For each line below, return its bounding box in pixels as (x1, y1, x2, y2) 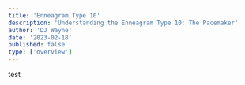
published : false (8, 41, 66, 49)
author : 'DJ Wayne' (8, 26, 73, 34)
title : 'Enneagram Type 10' (8, 11, 101, 20)
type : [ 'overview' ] (8, 48, 73, 56)
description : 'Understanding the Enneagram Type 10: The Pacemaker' (8, 19, 239, 27)
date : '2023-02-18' (8, 33, 73, 42)
